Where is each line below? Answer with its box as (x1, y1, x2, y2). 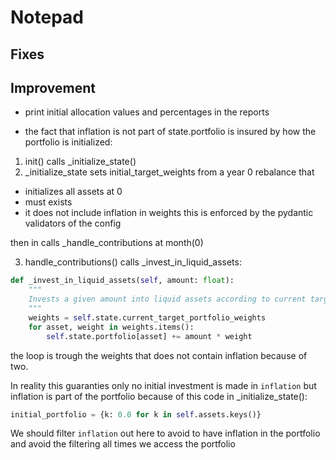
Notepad (10, 6, 85, 29)
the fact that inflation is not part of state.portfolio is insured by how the (24, 126, 317, 138)
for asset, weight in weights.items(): (28, 322, 195, 332)
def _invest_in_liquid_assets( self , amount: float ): (10, 276, 235, 286)
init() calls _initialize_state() (24, 156, 137, 168)
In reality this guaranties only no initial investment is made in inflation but (10, 379, 317, 391)
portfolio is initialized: (24, 136, 113, 148)
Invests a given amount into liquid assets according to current (28, 294, 307, 305)
